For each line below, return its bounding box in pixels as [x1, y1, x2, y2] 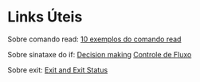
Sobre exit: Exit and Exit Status [7, 64, 108, 75]
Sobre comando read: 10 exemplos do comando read [7, 34, 182, 44]
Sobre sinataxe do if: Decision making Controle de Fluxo [7, 49, 192, 59]
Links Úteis [7, 8, 83, 26]
